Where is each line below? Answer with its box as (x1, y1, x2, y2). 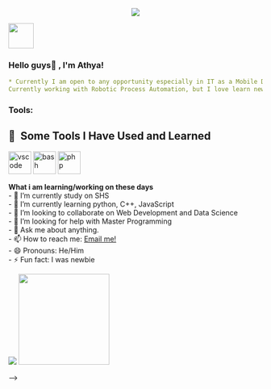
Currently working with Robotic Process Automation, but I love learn (8, 86, 251, 94)
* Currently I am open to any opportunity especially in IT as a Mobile (8, 77, 258, 86)
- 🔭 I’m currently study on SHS (8, 190, 110, 200)
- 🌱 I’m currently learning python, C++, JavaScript (8, 199, 175, 209)
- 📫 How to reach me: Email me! (8, 234, 117, 244)
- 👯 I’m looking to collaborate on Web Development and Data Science (8, 207, 239, 217)
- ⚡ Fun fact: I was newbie (8, 254, 95, 264)
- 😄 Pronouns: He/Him (8, 245, 85, 255)
